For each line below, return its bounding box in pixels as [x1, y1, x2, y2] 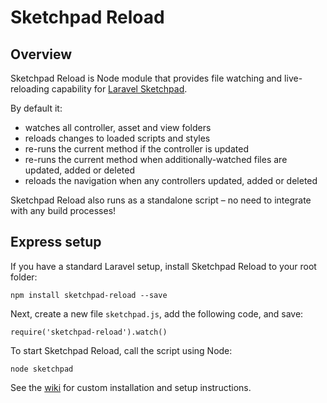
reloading [10, 83, 50, 95]
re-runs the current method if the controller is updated [24, 143, 249, 155]
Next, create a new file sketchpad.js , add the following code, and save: [10, 307, 304, 320]
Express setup [10, 234, 102, 251]
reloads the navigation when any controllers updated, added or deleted [24, 175, 318, 186]
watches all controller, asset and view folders [24, 122, 212, 133]
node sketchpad [10, 364, 74, 374]
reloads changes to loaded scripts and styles [24, 132, 211, 144]
